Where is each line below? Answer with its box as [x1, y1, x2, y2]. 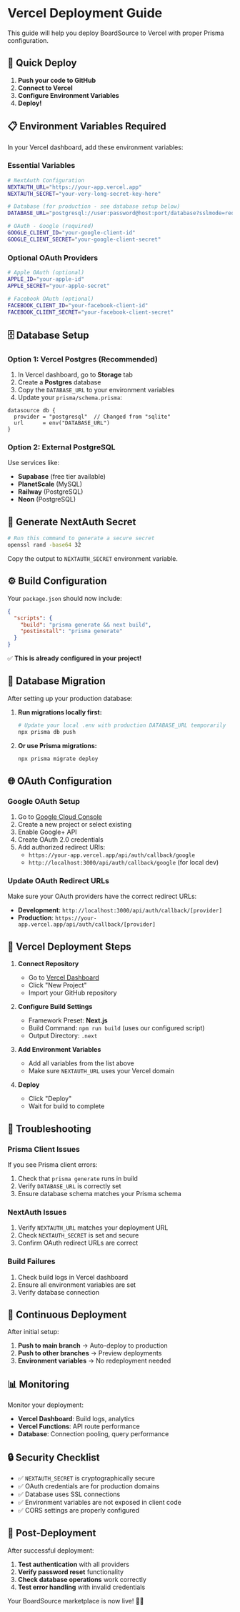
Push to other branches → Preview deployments [17, 1349, 162, 1358]
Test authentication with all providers [17, 1560, 130, 1568]
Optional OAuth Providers [7, 252, 99, 262]
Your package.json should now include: [7, 594, 123, 602]
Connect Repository [17, 960, 79, 968]
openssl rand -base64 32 [7, 542, 81, 549]
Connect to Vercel [17, 84, 73, 92]
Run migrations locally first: [17, 707, 102, 716]
